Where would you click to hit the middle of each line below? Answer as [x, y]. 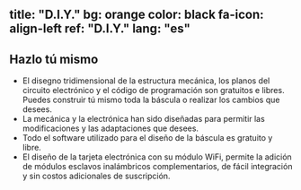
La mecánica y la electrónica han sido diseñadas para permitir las [143, 119]
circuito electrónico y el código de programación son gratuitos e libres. [153, 91]
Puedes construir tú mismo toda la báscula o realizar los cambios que [151, 100]
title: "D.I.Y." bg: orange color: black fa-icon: [137, 15]
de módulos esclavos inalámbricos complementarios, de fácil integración [157, 167]
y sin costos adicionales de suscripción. [96, 176]
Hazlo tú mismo [54, 59]
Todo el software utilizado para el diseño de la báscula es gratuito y [147, 138]
